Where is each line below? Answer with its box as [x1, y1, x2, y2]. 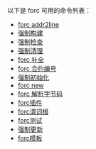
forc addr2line [17, 21, 59, 28]
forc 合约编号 [17, 65, 57, 72]
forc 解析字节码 [17, 89, 63, 98]
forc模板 [17, 134, 43, 142]
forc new [17, 81, 44, 89]
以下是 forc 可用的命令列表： [7, 6, 92, 14]
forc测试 [17, 116, 43, 124]
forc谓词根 [17, 107, 48, 116]
